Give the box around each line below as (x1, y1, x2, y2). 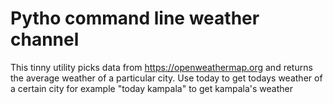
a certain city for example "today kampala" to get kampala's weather (10, 82, 293, 94)
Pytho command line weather (10, 7, 260, 30)
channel (10, 28, 80, 51)
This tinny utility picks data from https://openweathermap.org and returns (10, 61, 313, 73)
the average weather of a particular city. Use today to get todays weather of (10, 72, 323, 84)
